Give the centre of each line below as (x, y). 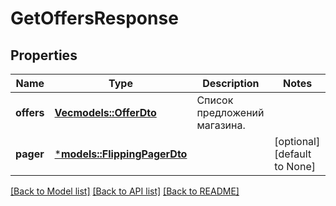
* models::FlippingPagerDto (121, 154)
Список (215, 100)
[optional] (297, 141)
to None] (295, 166)
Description (231, 83)
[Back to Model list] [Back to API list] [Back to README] (125, 191)
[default (293, 154)
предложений (230, 112)
